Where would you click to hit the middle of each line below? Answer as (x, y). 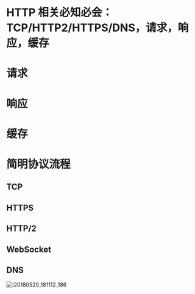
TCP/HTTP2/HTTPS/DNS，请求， (92, 28)
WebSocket (29, 249)
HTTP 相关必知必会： (60, 13)
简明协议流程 (39, 164)
